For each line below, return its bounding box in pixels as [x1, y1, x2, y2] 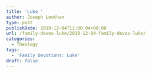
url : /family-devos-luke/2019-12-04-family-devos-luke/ [6, 31, 146, 36]
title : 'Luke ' [6, 8, 44, 15]
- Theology [11, 42, 38, 48]
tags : [6, 47, 19, 53]
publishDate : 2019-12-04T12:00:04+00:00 [6, 25, 107, 31]
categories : [6, 36, 35, 42]
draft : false [6, 58, 38, 64]
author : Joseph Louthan [6, 14, 65, 20]
